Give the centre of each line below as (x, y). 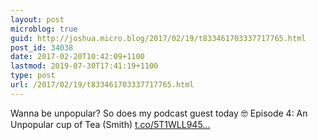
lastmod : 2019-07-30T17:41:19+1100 (84, 66)
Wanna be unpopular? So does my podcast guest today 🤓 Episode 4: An (159, 113)
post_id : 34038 (42, 47)
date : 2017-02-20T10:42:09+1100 (77, 57)
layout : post (37, 19)
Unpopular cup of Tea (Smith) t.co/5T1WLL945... (110, 124)
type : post (33, 76)
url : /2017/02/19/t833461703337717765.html (102, 85)
